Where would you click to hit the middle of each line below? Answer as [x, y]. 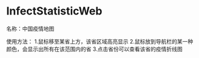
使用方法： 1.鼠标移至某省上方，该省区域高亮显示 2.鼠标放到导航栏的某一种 [100, 41]
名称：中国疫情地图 [30, 28]
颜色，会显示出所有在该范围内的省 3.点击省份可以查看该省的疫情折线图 [95, 49]
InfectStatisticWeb [54, 11]
